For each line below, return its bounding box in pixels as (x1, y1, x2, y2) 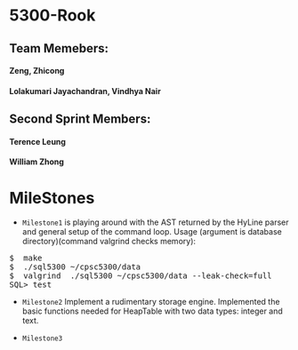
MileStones (9, 187, 95, 208)
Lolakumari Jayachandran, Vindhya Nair (9, 85, 162, 96)
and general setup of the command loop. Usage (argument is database (21, 227, 282, 237)
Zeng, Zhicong (9, 66, 65, 76)
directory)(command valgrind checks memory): (21, 236, 197, 247)
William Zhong (9, 156, 65, 167)
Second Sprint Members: (9, 112, 151, 127)
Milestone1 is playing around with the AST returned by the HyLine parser (21, 217, 289, 227)
